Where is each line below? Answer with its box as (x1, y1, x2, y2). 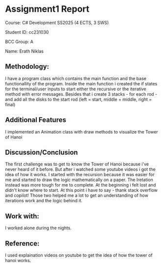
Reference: (5, 239, 40, 247)
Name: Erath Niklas (5, 48, 44, 54)
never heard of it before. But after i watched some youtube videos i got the (5, 166, 156, 172)
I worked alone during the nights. (5, 225, 72, 231)
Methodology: (5, 62, 49, 71)
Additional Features (5, 116, 67, 124)
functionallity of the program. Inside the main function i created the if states (5, 80, 158, 86)
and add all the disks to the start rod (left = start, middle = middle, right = (5, 96, 152, 102)
